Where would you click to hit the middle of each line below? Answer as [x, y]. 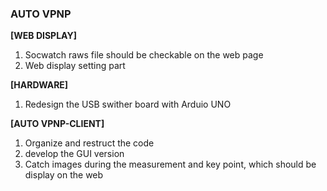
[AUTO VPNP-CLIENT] [57, 124]
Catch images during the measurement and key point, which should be [170, 164]
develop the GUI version [74, 154]
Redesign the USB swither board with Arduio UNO [128, 104]
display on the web [64, 175]
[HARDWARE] [39, 85]
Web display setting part [75, 66]
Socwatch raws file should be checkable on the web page [144, 55]
